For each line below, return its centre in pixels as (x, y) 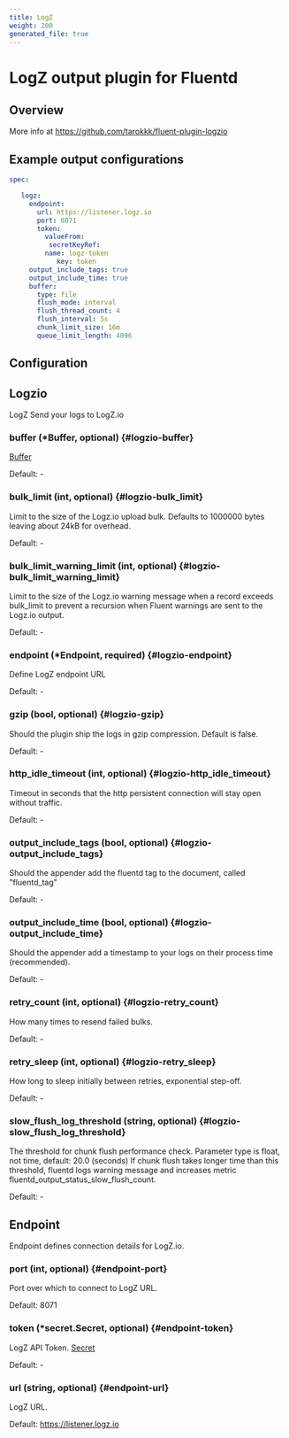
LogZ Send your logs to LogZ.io (67, 415)
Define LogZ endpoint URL (57, 675)
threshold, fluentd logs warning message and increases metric (123, 1171)
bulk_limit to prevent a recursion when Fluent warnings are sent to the (136, 605)
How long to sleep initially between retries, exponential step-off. (125, 1080)
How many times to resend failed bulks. (81, 1021)
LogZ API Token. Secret (52, 1348)
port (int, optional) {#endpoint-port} (88, 1269)
